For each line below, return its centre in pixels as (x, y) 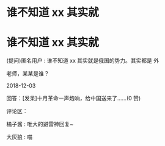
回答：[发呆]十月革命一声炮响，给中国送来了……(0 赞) (74, 99)
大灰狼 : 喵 (19, 137)
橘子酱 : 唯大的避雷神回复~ (40, 124)
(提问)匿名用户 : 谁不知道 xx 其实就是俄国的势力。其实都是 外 (83, 61)
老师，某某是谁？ (28, 74)
